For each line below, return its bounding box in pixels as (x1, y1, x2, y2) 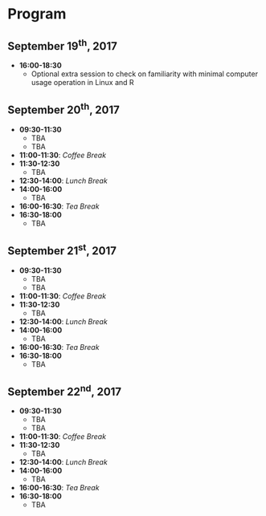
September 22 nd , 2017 (7, 383, 122, 399)
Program (7, 5, 67, 23)
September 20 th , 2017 (7, 101, 120, 117)
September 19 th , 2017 (7, 37, 117, 53)
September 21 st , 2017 (7, 242, 117, 258)
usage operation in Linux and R (31, 78, 134, 87)
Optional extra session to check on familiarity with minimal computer (31, 69, 259, 79)
